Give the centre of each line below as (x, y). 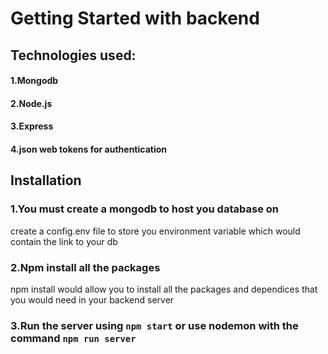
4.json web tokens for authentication (89, 149)
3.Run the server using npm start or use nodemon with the (154, 325)
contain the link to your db (64, 241)
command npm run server (73, 338)
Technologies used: (73, 55)
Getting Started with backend (135, 18)
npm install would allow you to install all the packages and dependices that (164, 289)
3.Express (32, 126)
